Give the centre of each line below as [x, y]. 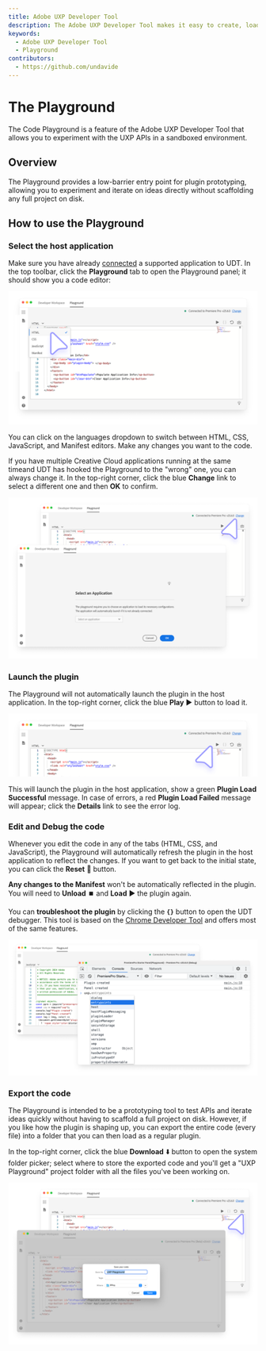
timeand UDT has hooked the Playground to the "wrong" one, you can [122, 470]
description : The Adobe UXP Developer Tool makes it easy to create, [125, 25]
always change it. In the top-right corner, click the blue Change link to [122, 478]
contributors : [32, 59]
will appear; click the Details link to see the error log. [94, 806]
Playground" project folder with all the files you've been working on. [119, 1172]
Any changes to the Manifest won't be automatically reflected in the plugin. [132, 885]
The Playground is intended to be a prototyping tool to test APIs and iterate [130, 1111]
